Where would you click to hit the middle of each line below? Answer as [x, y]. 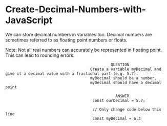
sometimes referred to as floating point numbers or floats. [66, 40]
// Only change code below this [127, 109]
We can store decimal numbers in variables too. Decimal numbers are [79, 34]
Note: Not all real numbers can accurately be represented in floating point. [84, 50]
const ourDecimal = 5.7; [119, 100]
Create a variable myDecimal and [126, 69]
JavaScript [29, 20]
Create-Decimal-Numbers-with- [76, 9]
